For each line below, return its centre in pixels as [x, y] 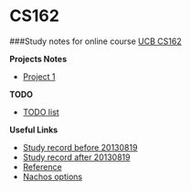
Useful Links [34, 130]
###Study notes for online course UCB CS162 [95, 41]
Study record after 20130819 [76, 157]
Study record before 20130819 [80, 147]
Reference [42, 166]
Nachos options [53, 176]
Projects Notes [38, 58]
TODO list [41, 111]
